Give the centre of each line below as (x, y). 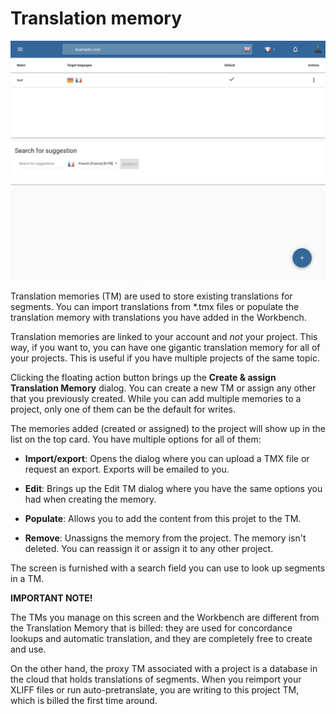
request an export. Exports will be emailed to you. (127, 469)
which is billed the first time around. (84, 700)
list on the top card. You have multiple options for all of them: (136, 439)
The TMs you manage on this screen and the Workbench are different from (165, 617)
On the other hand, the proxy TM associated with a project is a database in (164, 668)
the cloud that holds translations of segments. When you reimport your (156, 679)
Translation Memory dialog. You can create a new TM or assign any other (163, 388)
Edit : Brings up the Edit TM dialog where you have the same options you (173, 488)
